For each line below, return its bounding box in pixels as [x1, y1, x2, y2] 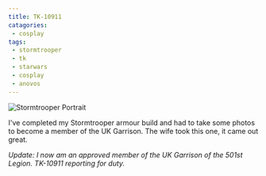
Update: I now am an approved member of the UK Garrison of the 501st [8, 150, 244, 159]
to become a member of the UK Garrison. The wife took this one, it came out [8, 126, 259, 136]
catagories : [8, 21, 48, 29]
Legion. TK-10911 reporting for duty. [8, 159, 125, 168]
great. [8, 135, 28, 144]
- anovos [11, 79, 41, 87]
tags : [8, 38, 26, 46]
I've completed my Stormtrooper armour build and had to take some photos [8, 117, 256, 127]
